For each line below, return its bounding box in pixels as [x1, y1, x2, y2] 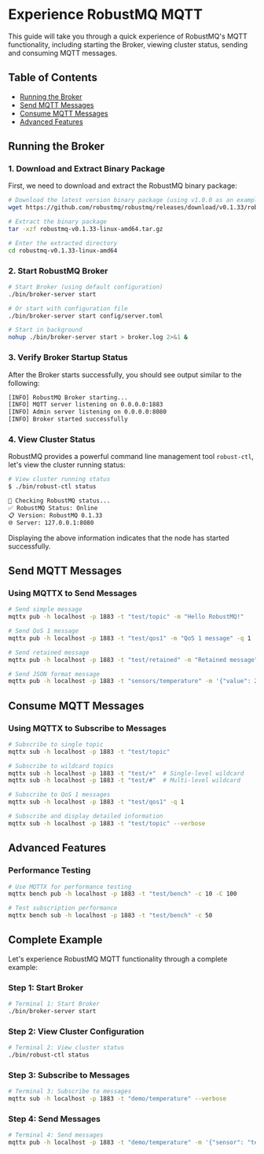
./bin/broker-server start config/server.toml [8, 312, 163, 320]
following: [8, 378, 40, 388]
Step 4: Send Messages [8, 1113, 101, 1124]
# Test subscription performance [8, 904, 118, 913]
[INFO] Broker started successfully [8, 415, 128, 424]
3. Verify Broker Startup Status [8, 352, 128, 363]
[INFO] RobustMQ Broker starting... [8, 393, 128, 402]
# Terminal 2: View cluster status [8, 1044, 125, 1052]
